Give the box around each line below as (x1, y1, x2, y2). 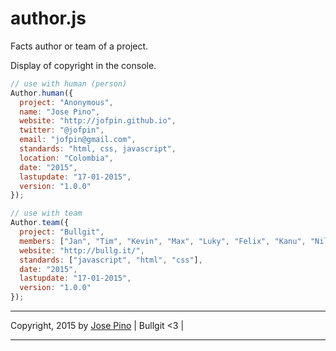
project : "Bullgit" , (19, 227, 105, 237)
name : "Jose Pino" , (19, 107, 101, 117)
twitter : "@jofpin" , (19, 125, 105, 136)
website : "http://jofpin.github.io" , (19, 116, 177, 126)
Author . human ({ (10, 88, 74, 98)
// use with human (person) (10, 78, 128, 89)
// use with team (10, 208, 83, 219)
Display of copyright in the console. (10, 59, 157, 71)
